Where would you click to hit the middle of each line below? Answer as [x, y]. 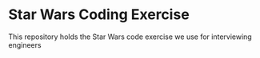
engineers [25, 44]
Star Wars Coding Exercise [99, 15]
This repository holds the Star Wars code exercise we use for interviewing [130, 37]
